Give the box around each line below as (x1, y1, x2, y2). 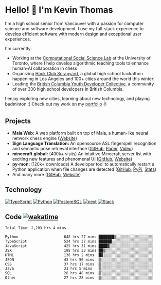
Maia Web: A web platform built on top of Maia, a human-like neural (12, 130, 148, 136)
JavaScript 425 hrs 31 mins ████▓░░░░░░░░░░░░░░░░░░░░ (5, 244, 153, 248)
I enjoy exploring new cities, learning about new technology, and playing (5, 95, 150, 102)
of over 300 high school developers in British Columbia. (12, 86, 124, 92)
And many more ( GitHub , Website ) (12, 171, 81, 177)
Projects (5, 117, 31, 125)
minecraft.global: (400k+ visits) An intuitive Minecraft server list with (12, 151, 152, 157)
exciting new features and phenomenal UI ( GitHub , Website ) (12, 156, 133, 162)
